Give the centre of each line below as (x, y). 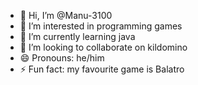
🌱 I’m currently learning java (77, 36)
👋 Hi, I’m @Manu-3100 (66, 15)
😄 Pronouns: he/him (62, 58)
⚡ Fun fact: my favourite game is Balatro (102, 69)
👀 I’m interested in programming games (101, 26)
